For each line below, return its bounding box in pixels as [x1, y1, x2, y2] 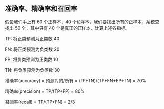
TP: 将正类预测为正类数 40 [5, 35, 60, 41]
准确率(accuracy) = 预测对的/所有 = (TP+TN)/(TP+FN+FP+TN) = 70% [5, 77, 147, 83]
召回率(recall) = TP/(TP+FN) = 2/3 [5, 99, 75, 105]
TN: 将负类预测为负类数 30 [5, 67, 60, 73]
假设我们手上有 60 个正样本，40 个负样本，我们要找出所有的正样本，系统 [5, 19, 155, 25]
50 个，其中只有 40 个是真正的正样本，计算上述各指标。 [14, 25, 130, 31]
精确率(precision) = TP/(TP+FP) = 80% [5, 88, 85, 94]
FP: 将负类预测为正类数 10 [5, 56, 58, 62]
